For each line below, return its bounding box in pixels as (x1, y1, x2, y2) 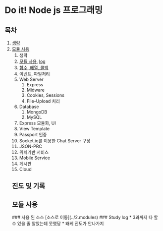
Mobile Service (19, 155, 51, 161)
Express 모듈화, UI (19, 120, 56, 126)
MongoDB (26, 109, 48, 115)
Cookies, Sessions (26, 92, 65, 98)
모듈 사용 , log (19, 58, 46, 64)
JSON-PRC (19, 143, 43, 149)
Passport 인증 (19, 132, 47, 137)
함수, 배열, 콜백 (19, 65, 49, 70)
